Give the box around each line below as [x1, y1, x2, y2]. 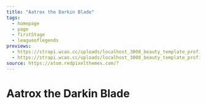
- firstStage [12, 32, 45, 38]
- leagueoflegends [12, 37, 59, 43]
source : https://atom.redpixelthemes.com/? [6, 60, 120, 66]
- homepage [12, 20, 40, 26]
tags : [6, 15, 20, 21]
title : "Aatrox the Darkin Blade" [6, 9, 95, 15]
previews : [6, 43, 32, 50]
